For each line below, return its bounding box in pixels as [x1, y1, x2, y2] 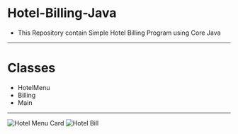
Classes [7, 60, 56, 76]
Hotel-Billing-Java [7, 5, 117, 21]
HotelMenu [17, 83, 50, 91]
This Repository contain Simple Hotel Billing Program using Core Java [17, 28, 221, 37]
